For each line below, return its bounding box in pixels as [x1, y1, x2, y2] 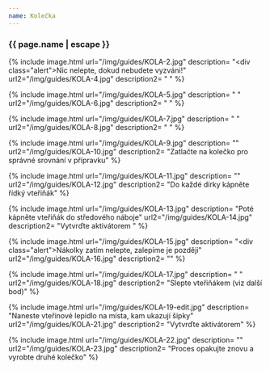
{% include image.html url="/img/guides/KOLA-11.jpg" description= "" [8, 170, 241, 180]
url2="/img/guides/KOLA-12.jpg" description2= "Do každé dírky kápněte [8, 179, 250, 189]
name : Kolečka [8, 11, 57, 20]
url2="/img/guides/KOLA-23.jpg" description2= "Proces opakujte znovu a [8, 343, 255, 353]
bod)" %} [8, 286, 40, 296]
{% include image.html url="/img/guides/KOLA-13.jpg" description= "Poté [8, 204, 255, 213]
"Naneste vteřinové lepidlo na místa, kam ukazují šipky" [8, 310, 194, 320]
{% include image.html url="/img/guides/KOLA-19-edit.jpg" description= [8, 302, 250, 312]
